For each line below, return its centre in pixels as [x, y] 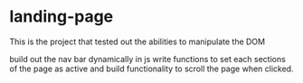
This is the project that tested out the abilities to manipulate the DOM [137, 41]
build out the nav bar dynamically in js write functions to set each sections [148, 59]
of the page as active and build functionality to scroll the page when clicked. [151, 69]
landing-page [62, 17]
